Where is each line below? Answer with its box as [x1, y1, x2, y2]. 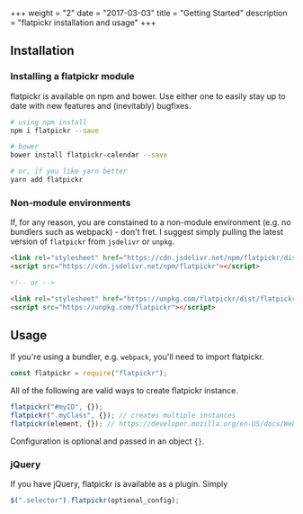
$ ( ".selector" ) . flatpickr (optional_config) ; [10, 496, 180, 505]
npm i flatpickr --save [10, 126, 100, 135]
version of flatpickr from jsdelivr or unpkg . [10, 236, 174, 247]
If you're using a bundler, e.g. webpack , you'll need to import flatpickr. [10, 351, 264, 363]
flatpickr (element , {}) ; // [10, 419, 116, 428]
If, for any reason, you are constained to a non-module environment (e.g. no [10, 217, 291, 228]
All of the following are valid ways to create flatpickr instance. [10, 385, 239, 396]
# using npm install [10, 117, 88, 127]
